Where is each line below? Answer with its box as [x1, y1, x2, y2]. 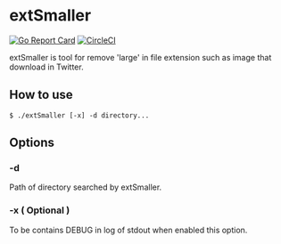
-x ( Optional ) [9, 204, 70, 216]
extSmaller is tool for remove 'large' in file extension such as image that [9, 52, 272, 62]
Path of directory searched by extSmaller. [9, 182, 162, 192]
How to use [9, 87, 73, 102]
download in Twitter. [9, 61, 84, 72]
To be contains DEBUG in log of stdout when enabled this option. [9, 224, 248, 235]
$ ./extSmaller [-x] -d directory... [9, 110, 150, 120]
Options [9, 135, 55, 150]
